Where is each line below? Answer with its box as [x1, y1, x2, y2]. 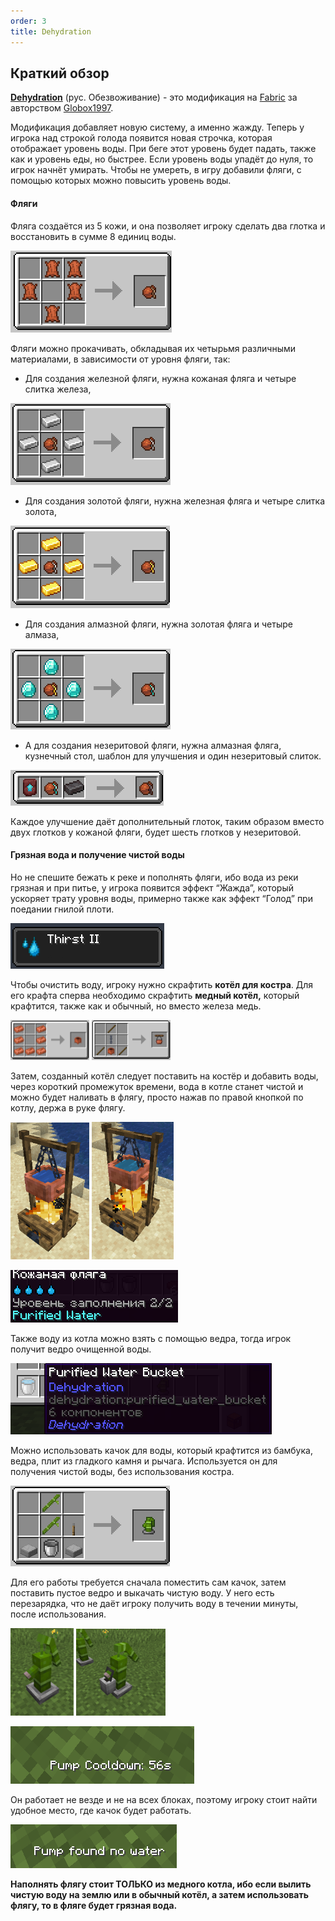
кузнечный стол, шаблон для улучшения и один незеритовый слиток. [24, 750, 322, 762]
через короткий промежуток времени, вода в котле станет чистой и [10, 1080, 304, 1092]
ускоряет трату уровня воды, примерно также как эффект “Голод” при [10, 892, 313, 904]
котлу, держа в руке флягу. [10, 1101, 126, 1114]
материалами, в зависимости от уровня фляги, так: [10, 353, 231, 365]
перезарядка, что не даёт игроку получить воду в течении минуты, [10, 1597, 299, 1609]
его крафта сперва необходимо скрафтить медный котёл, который [10, 989, 300, 1001]
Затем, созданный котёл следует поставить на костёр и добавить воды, [10, 1070, 319, 1082]
